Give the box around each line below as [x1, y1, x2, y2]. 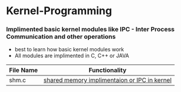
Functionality [88, 66, 127, 74]
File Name [9, 66, 38, 74]
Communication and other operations [6, 32, 116, 41]
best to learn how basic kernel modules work [14, 46, 124, 53]
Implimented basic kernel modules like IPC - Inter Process [6, 25, 175, 34]
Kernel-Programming [6, 4, 112, 18]
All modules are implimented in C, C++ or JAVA [14, 52, 130, 60]
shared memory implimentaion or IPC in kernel [43, 76, 172, 84]
